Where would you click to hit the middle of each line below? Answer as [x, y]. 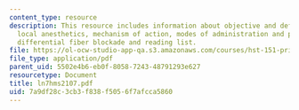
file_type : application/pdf [61, 59]
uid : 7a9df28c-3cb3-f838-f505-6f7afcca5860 [91, 91]
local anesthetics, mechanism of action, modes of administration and [151, 34]
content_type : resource [53, 17]
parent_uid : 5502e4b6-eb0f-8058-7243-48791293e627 [105, 67]
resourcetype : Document [53, 75]
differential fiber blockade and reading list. [107, 42]
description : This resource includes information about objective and [143, 26]
